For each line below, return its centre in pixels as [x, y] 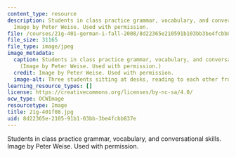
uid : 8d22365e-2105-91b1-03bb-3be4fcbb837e [72, 118]
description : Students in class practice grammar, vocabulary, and [108, 20]
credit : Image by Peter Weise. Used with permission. [94, 73]
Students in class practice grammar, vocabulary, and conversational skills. [114, 139]
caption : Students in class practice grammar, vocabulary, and [108, 60]
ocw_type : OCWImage [36, 99]
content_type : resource [42, 14]
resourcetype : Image [38, 106]
